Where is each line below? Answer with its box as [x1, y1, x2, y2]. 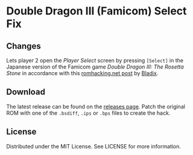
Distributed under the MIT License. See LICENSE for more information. [6, 142, 182, 150]
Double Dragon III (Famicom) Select [6, 4, 187, 18]
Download [6, 87, 45, 97]
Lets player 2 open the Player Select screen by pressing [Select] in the [6, 57, 184, 64]
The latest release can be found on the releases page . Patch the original [6, 103, 186, 110]
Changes [6, 41, 41, 51]
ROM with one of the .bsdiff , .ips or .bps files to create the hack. [6, 109, 171, 117]
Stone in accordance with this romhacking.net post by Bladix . [6, 70, 159, 76]
